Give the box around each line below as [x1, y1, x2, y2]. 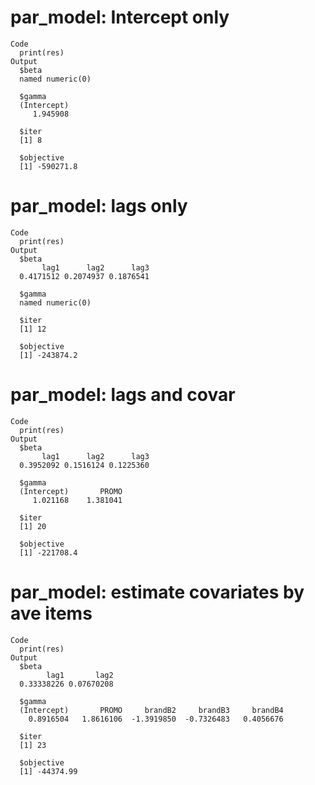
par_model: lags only [10, 195, 188, 218]
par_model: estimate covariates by [10, 581, 305, 603]
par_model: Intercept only [10, 6, 230, 29]
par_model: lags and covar [10, 384, 236, 406]
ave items [10, 602, 93, 625]
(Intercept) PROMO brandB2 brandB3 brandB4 [19, 705, 284, 715]
